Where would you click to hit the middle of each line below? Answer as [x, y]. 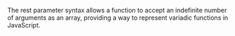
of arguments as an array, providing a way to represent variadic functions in [118, 18]
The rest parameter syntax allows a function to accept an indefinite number [117, 10]
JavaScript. [24, 25]
